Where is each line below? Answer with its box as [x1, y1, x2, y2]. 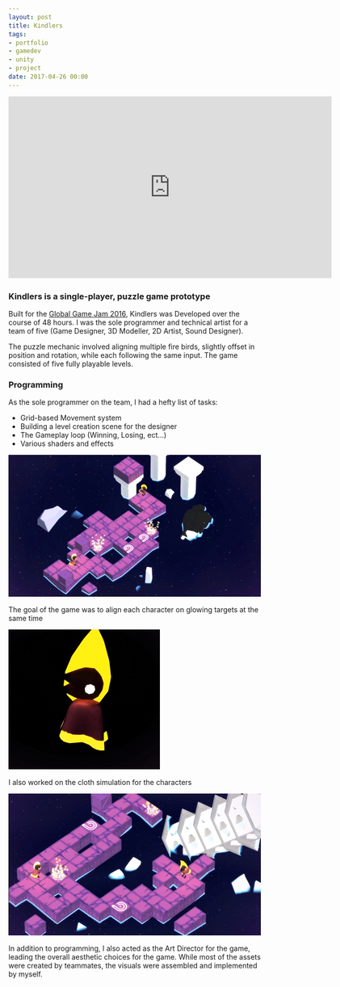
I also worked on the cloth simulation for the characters [8, 778, 192, 787]
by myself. [8, 969, 43, 979]
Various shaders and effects [19, 439, 115, 448]
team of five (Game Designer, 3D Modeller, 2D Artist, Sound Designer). [8, 326, 244, 336]
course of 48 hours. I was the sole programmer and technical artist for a [8, 317, 249, 327]
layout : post [8, 13, 52, 21]
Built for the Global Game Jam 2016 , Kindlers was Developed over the [8, 309, 240, 319]
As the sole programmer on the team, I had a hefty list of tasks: [8, 397, 218, 407]
